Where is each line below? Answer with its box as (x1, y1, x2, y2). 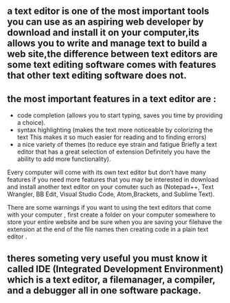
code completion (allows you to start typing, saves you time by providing (16, 111, 223, 119)
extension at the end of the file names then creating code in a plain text (7, 226, 209, 234)
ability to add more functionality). (16, 155, 111, 163)
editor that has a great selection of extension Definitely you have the (16, 147, 211, 156)
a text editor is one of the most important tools (7, 5, 209, 17)
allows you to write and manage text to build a (7, 38, 207, 49)
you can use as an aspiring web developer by (7, 16, 204, 28)
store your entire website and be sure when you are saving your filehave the (7, 218, 222, 226)
